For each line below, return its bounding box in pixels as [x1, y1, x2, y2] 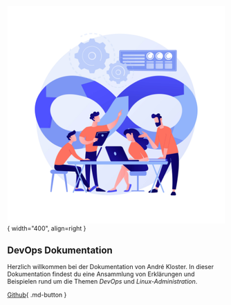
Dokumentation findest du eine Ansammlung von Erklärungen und [7, 270, 195, 278]
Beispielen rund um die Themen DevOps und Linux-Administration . [7, 277, 198, 285]
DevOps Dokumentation [7, 244, 113, 256]
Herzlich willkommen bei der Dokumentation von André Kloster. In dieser [7, 263, 214, 270]
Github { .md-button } [7, 291, 67, 299]
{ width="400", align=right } [7, 224, 86, 233]
